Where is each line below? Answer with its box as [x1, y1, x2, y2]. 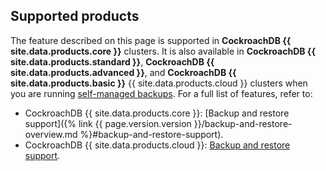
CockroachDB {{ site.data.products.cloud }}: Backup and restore [24, 139, 291, 151]
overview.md [24, 128, 78, 140]
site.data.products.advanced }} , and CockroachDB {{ [10, 66, 237, 78]
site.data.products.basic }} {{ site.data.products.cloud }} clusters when [10, 77, 308, 89]
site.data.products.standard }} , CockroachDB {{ [10, 55, 215, 68]
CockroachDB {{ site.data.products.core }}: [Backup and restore [24, 107, 290, 119]
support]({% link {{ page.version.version [24, 117, 192, 129]
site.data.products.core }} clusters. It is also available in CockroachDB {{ [10, 45, 316, 57]
